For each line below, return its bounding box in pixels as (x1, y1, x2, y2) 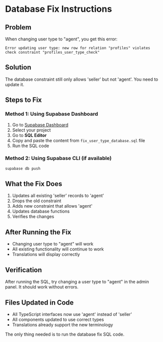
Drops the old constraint (12, 198, 61, 204)
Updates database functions (12, 208, 70, 215)
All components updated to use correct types (12, 316, 104, 322)
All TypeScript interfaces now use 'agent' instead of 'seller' (12, 311, 133, 317)
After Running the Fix (5, 228, 72, 236)
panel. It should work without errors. (5, 284, 79, 290)
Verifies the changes (12, 214, 54, 219)
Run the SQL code (12, 143, 49, 149)
